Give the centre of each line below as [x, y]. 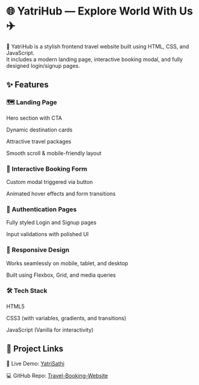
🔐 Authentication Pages [42, 209]
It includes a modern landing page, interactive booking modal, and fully [94, 59]
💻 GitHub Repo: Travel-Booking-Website [57, 375]
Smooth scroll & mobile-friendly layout [54, 153]
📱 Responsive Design [38, 250]
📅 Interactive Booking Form [47, 169]
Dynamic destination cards [39, 130]
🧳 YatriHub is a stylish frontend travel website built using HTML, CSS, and [98, 46]
